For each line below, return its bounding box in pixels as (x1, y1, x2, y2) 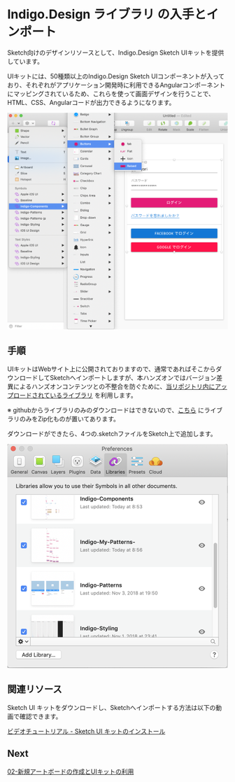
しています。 (7, 57, 44, 65)
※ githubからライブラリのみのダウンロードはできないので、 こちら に (7, 405, 204, 414)
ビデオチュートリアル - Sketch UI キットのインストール (7, 727, 166, 735)
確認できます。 (19, 712, 62, 720)
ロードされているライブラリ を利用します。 (13, 391, 138, 399)
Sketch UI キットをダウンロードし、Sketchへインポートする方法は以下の (7, 703, 216, 711)
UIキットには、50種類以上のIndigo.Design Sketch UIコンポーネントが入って (7, 71, 225, 81)
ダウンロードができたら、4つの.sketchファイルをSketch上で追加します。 (7, 429, 217, 438)
